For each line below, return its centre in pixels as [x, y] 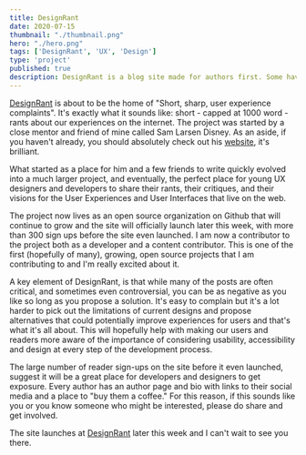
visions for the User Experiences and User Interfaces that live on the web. [148, 197]
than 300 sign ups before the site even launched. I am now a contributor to [150, 235]
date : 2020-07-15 [42, 26]
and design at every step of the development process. [111, 349]
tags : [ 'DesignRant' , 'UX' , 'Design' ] [83, 52]
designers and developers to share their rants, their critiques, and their [142, 188]
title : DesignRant [44, 18]
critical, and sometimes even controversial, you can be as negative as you [148, 291]
